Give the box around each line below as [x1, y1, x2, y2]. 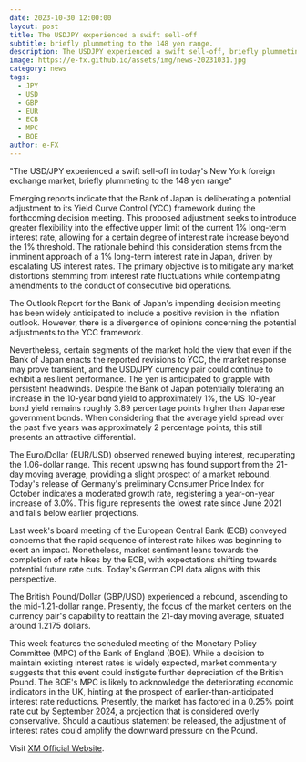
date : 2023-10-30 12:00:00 [9, 13, 112, 23]
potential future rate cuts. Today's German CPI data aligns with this [9, 563, 261, 574]
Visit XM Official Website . [9, 742, 105, 753]
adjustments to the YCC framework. [9, 326, 144, 337]
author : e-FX [9, 140, 59, 149]
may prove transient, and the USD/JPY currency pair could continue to [9, 364, 273, 375]
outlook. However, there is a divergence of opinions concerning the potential [9, 316, 297, 328]
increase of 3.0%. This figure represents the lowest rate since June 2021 [9, 498, 282, 509]
